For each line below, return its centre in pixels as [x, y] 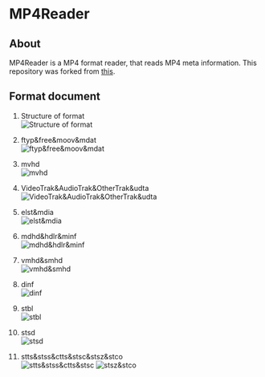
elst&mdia [37, 212]
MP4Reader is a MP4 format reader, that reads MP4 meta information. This [133, 63]
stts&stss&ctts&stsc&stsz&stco [72, 356]
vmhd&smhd [42, 260]
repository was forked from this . [62, 71]
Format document [55, 97]
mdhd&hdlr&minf [49, 236]
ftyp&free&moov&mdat [59, 140]
